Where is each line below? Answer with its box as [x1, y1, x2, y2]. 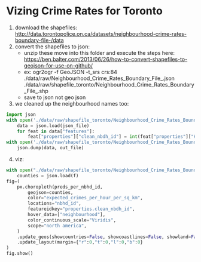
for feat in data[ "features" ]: [17, 128, 95, 134]
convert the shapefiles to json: [14, 43, 90, 50]
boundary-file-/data [14, 36, 64, 44]
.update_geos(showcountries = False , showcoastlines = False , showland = [17, 234, 191, 240]
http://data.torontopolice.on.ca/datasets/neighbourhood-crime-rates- [14, 30, 187, 37]
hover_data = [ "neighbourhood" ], [28, 212, 106, 218]
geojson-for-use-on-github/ [23, 61, 93, 69]
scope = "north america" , [28, 223, 87, 229]
